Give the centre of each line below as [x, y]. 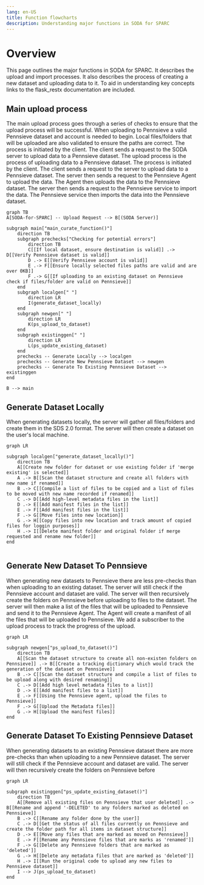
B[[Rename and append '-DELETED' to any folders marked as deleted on [97, 808]
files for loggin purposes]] [43, 526]
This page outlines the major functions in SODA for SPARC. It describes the [100, 70]
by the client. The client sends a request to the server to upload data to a [97, 169]
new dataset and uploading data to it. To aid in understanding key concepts [100, 84]
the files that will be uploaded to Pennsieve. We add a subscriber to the [95, 619]
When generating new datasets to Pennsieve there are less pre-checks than [101, 580]
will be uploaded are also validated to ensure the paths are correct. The [96, 143]
